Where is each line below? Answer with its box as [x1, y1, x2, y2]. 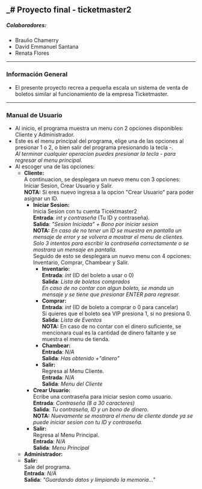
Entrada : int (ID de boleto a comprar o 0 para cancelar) [41, 303, 179, 310]
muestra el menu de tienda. [41, 335, 110, 342]
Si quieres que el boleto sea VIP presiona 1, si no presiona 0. [41, 310, 191, 317]
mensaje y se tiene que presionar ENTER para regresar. [41, 291, 180, 298]
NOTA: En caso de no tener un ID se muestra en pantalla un [32, 227, 182, 234]
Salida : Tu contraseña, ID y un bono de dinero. [32, 405, 149, 413]
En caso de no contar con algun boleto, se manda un [41, 284, 174, 291]
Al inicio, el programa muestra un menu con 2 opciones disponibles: [14, 125, 184, 132]
